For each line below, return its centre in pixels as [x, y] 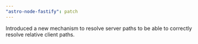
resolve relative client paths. [40, 34]
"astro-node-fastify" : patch [42, 11]
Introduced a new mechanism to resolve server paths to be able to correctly [99, 28]
